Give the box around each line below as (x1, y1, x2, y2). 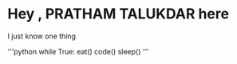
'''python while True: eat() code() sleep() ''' (7, 46, 149, 56)
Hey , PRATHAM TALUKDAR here (7, 5, 229, 23)
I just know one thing (7, 31, 77, 41)
